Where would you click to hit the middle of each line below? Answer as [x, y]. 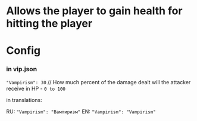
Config [23, 51]
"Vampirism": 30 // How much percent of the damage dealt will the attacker [98, 82]
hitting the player [49, 23]
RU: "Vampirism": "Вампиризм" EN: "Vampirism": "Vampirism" [81, 112]
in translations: [24, 100]
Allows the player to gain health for [94, 11]
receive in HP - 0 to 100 [36, 88]
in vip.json [22, 69]
